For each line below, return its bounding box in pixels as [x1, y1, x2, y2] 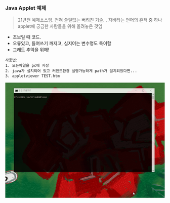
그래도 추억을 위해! [12, 47, 50, 53]
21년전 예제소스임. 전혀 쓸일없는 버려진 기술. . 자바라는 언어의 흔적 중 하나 [17, 17, 162, 23]
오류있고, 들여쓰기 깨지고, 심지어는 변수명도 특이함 [12, 40, 111, 47]
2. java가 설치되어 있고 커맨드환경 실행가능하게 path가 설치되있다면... [5, 68, 138, 74]
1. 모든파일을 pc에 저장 [5, 63, 49, 68]
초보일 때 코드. [12, 34, 41, 40]
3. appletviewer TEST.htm [5, 73, 60, 79]
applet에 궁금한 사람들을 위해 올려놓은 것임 [17, 23, 103, 29]
